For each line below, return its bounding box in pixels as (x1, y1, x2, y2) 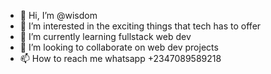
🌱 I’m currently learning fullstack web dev (19, 31, 192, 42)
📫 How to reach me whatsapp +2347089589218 (19, 53, 222, 64)
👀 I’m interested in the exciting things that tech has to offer (19, 20, 262, 32)
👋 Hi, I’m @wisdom (19, 10, 98, 21)
